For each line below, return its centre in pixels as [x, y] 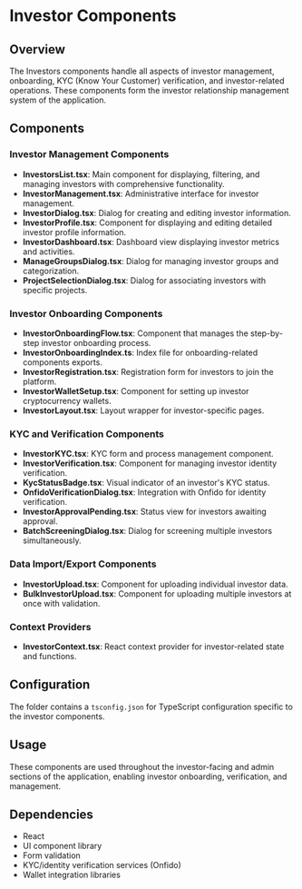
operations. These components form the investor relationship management [149, 90]
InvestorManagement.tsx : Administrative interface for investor [141, 193]
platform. [39, 381]
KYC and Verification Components [87, 434]
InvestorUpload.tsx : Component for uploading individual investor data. [155, 584]
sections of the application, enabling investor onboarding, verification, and [148, 776]
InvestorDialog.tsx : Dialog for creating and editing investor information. [157, 212]
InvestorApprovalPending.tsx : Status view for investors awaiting [145, 512]
